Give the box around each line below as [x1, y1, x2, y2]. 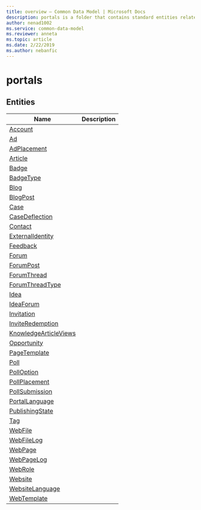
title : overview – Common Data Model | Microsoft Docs [6, 8, 146, 15]
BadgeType [9, 173, 41, 182]
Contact [9, 222, 32, 230]
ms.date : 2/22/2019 [6, 42, 55, 48]
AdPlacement [9, 144, 47, 152]
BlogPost [9, 193, 35, 201]
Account [9, 125, 33, 133]
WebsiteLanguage [9, 484, 60, 493]
